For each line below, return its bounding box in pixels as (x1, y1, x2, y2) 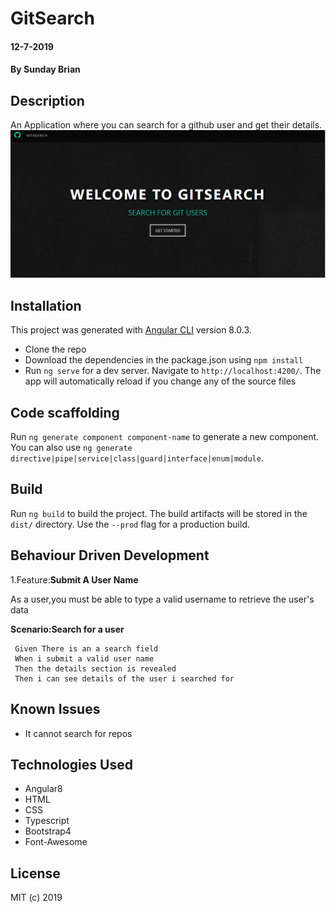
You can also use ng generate (10, 442, 133, 454)
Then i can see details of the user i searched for (14, 673, 235, 684)
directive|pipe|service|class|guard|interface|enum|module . (10, 452, 264, 464)
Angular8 (24, 783, 63, 795)
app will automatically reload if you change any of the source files (24, 375, 297, 387)
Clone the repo (24, 343, 87, 356)
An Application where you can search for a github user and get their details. (10, 119, 323, 131)
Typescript (24, 815, 70, 827)
